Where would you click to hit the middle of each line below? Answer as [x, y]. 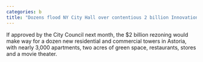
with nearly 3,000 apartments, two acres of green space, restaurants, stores [101, 47]
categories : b [24, 12]
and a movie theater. [32, 54]
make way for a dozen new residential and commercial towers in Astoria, [97, 41]
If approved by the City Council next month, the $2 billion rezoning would [97, 34]
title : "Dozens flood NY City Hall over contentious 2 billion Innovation [102, 17]
